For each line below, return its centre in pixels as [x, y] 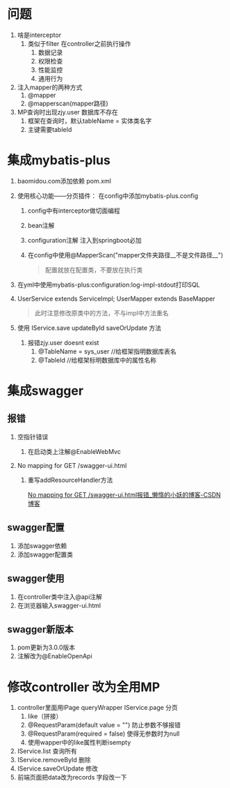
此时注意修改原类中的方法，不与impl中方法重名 [101, 313]
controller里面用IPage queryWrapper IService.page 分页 [98, 708]
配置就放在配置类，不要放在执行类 [94, 270]
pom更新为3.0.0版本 [46, 647]
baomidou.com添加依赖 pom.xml [64, 181]
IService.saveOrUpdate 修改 [58, 768]
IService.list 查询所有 [47, 751]
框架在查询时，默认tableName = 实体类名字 [90, 121]
